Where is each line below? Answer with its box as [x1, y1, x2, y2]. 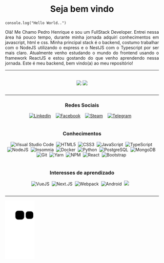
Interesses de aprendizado [49, 169, 115, 176]
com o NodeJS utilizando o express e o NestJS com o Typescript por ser [5, 44, 159, 50]
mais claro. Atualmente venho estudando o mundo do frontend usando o [5, 50, 159, 56]
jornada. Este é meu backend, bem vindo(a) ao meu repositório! [5, 60, 133, 66]
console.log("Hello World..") [5, 21, 67, 25]
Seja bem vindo [50, 3, 114, 15]
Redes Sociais [65, 102, 99, 109]
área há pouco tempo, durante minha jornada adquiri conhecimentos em [5, 34, 159, 40]
